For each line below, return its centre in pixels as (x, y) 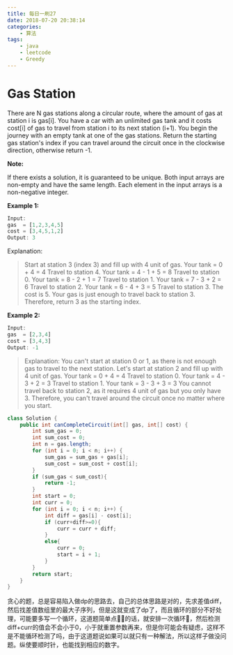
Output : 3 (22, 238)
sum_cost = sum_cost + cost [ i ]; (91, 464)
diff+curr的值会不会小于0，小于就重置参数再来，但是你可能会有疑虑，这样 (113, 627)
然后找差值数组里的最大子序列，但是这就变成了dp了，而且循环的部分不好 (112, 610)
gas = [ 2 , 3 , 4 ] (29, 335)
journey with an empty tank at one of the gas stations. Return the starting (112, 135)
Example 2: (24, 316)
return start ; (53, 574)
